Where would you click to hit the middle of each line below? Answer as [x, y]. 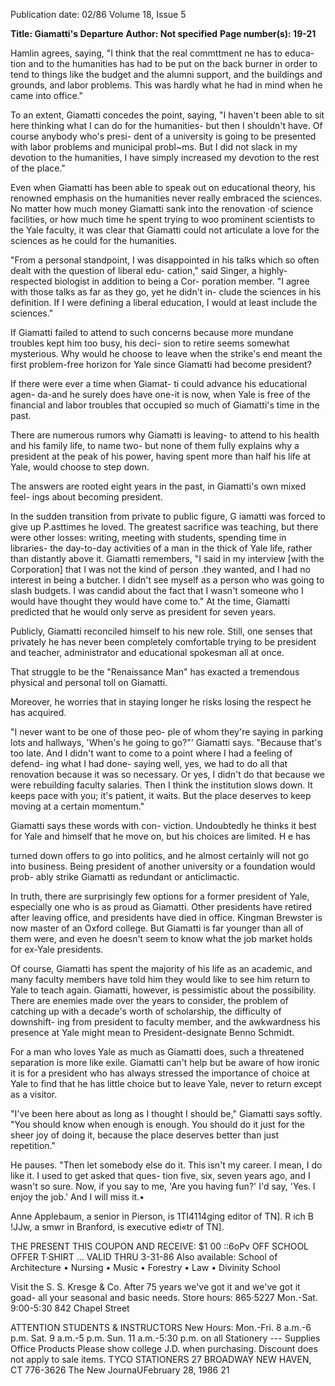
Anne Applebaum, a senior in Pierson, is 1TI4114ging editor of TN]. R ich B [162, 1216]
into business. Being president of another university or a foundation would [163, 866]
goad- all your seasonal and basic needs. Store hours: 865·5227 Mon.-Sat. [164, 1297]
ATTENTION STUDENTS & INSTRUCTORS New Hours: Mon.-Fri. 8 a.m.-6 [161, 1327]
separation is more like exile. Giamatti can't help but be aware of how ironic [165, 1062]
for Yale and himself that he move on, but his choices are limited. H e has [160, 836]
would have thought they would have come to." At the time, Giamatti [150, 601]
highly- [273, 270]
